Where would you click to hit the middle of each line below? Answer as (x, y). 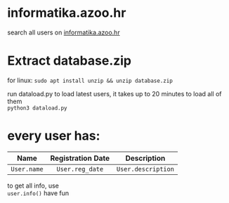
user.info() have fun (38, 193)
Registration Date (80, 158)
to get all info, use (33, 185)
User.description (145, 169)
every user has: (54, 136)
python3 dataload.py (38, 108)
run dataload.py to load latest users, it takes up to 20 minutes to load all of (115, 93)
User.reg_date (80, 169)
